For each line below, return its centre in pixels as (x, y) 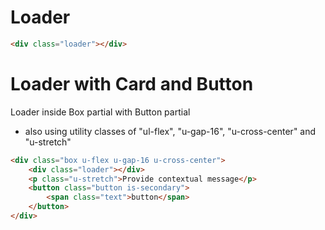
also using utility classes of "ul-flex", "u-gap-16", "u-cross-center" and (170, 131)
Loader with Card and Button (132, 84)
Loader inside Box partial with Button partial (100, 112)
